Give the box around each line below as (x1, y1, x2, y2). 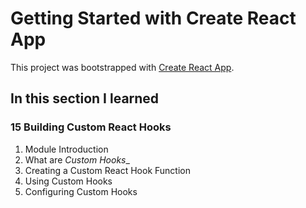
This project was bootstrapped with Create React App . (10, 61, 235, 73)
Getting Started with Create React (10, 7, 297, 30)
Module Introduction (24, 143, 109, 155)
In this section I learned (10, 90, 160, 107)
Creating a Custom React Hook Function (24, 164, 191, 176)
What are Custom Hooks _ (24, 153, 130, 166)
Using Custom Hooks (24, 175, 113, 187)
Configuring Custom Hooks (24, 185, 138, 197)
